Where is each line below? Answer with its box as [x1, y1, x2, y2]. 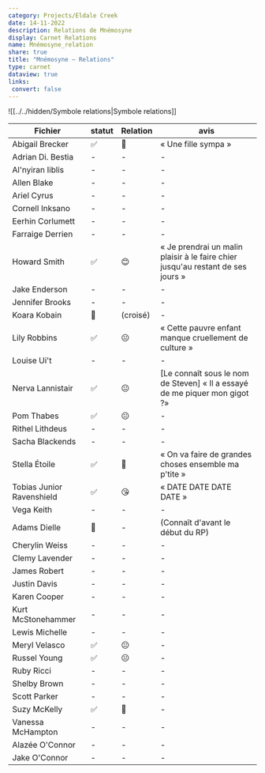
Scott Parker [12, 691, 59, 702]
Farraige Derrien [12, 228, 73, 239]
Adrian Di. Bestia [12, 152, 73, 163]
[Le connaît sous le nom [160, 368, 250, 379]
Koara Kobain [12, 310, 62, 321]
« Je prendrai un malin [160, 242, 243, 253]
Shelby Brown [12, 678, 64, 689]
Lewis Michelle [12, 627, 68, 638]
